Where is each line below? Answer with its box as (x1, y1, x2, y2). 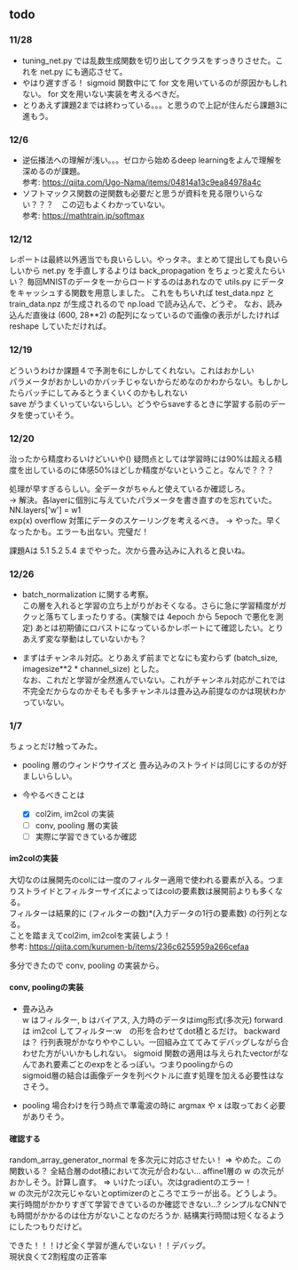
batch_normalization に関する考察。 (21, 589, 153, 600)
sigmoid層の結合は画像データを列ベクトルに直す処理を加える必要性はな (21, 1070, 285, 1081)
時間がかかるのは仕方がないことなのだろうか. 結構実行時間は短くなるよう (16, 1210, 286, 1221)
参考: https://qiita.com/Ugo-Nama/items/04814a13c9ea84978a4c (21, 177, 262, 188)
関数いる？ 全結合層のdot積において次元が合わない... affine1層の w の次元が (9, 1166, 285, 1177)
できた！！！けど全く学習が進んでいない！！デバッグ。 (9, 1240, 211, 1251)
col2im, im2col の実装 (35, 809, 115, 819)
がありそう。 (21, 1111, 69, 1122)
